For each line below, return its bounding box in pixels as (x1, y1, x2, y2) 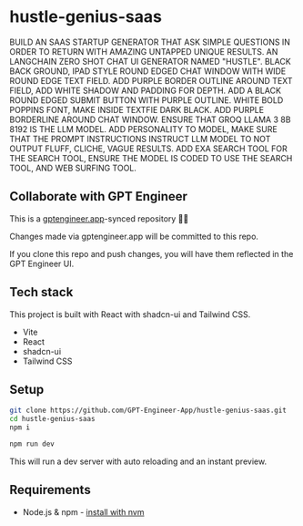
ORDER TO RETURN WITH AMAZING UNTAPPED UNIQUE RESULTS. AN (9, 46, 278, 57)
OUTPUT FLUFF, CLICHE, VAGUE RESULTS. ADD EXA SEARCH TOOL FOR (9, 143, 288, 154)
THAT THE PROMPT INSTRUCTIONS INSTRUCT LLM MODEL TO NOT (9, 133, 271, 144)
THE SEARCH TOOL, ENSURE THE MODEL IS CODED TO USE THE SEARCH (9, 152, 293, 163)
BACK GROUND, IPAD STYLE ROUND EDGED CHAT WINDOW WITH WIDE (9, 66, 287, 77)
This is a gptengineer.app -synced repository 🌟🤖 (9, 212, 189, 224)
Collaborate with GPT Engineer (9, 189, 188, 204)
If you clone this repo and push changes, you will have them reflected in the (9, 248, 294, 259)
